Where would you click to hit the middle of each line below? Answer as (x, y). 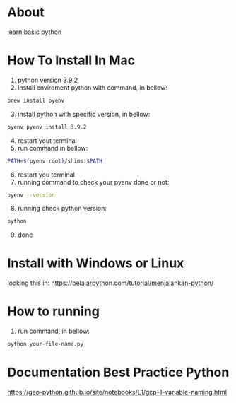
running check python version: (62, 209)
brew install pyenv (36, 100)
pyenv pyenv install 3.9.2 (47, 127)
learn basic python (35, 32)
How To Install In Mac (71, 60)
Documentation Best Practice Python (118, 373)
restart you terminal (46, 175)
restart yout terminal (47, 140)
